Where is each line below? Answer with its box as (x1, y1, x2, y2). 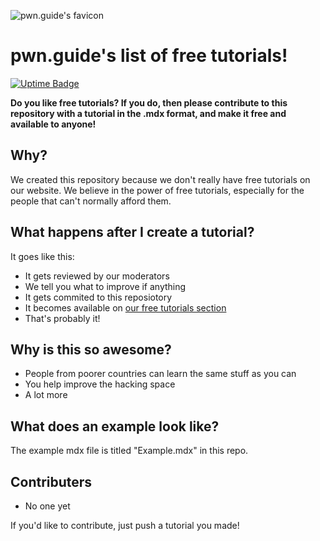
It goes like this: (10, 250, 75, 262)
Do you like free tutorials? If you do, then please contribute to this (10, 96, 288, 109)
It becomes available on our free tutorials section (24, 301, 227, 314)
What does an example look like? (10, 418, 220, 435)
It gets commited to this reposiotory (24, 291, 173, 303)
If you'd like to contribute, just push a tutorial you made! (10, 520, 240, 531)
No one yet (24, 500, 71, 512)
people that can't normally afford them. (10, 195, 172, 207)
